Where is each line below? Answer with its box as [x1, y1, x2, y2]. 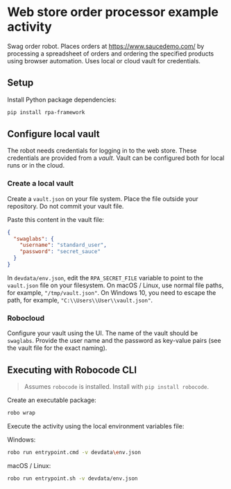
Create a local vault [7, 179, 74, 189]
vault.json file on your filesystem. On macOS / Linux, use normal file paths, [7, 281, 224, 289]
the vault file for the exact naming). [7, 344, 108, 352]
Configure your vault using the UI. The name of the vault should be [7, 329, 198, 337]
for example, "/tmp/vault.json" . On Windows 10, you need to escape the [7, 288, 216, 296]
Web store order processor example [7, 4, 219, 20]
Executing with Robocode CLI [7, 364, 137, 376]
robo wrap [7, 410, 36, 417]
